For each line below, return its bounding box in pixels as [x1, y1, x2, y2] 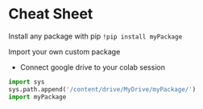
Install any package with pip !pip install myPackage [8, 31, 183, 41]
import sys [8, 78, 45, 86]
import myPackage [8, 93, 67, 101]
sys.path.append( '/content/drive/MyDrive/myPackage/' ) [8, 85, 197, 93]
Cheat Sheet [8, 5, 93, 23]
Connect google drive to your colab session [19, 62, 165, 72]
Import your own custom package [8, 46, 121, 56]
